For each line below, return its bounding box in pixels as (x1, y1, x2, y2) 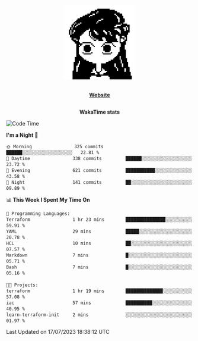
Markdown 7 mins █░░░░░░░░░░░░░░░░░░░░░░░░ (6, 252, 193, 258)
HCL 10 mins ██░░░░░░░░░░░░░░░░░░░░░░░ (6, 240, 193, 246)
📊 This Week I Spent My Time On (6, 196, 90, 204)
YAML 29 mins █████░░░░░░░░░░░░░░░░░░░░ (6, 229, 193, 234)
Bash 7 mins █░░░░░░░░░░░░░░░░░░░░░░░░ (6, 264, 193, 270)
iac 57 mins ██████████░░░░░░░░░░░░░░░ (6, 300, 193, 306)
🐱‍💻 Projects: (6, 282, 39, 288)
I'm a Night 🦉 (6, 132, 39, 139)
